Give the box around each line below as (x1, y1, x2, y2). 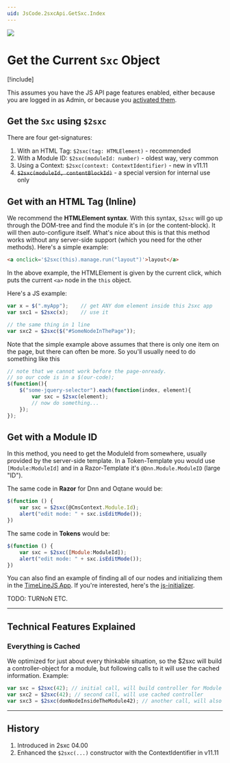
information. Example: (7, 672, 69, 680)
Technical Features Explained (7, 621, 136, 632)
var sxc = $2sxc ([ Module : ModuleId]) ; (19, 549, 127, 555)
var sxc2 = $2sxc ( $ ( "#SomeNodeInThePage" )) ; (7, 327, 136, 334)
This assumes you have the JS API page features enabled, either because (7, 88, 216, 97)
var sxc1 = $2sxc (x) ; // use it (7, 309, 109, 316)
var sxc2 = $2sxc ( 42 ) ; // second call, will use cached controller (7, 691, 204, 698)
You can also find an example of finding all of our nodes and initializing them (7, 574, 222, 582)
